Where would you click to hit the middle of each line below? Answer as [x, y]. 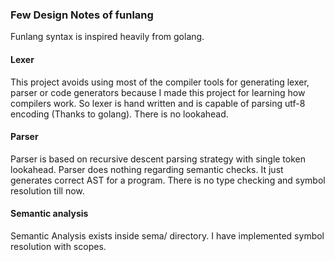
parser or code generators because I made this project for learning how [158, 92]
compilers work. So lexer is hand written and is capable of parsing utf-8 [158, 103]
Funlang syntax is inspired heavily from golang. [107, 37]
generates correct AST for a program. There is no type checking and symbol [168, 180]
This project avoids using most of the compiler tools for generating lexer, [160, 82]
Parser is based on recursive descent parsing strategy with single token [158, 159]
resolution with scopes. [58, 246]
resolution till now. [47, 190]
